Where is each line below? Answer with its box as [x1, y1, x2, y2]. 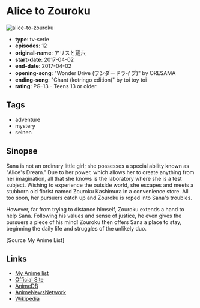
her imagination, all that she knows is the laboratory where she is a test [6, 175, 182, 182]
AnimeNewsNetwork [14, 289, 67, 296]
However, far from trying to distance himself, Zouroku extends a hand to [6, 205, 184, 213]
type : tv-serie [14, 35, 49, 43]
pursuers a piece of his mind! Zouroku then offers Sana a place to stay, [6, 218, 182, 226]
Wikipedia [14, 295, 40, 303]
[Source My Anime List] [6, 236, 65, 244]
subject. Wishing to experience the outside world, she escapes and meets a [6, 181, 194, 189]
